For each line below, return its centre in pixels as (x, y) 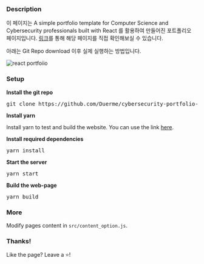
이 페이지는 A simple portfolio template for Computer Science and (87, 23)
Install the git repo (30, 92)
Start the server (27, 162)
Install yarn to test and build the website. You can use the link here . (90, 127)
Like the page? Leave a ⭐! (39, 255)
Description (24, 9)
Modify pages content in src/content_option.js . (67, 225)
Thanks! (19, 241)
